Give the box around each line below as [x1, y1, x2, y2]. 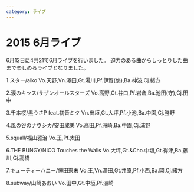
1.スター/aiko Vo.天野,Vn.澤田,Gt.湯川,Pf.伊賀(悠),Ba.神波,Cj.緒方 [6, 76, 161, 83]
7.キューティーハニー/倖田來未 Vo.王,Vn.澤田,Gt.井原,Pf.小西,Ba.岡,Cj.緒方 [6, 167, 183, 174]
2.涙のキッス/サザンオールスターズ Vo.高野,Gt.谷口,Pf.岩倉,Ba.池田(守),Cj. [6, 89, 183, 96]
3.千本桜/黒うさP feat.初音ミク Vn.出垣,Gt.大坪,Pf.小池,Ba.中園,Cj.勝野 [6, 109, 175, 116]
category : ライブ [6, 8, 46, 15]
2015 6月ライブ [6, 36, 81, 49]
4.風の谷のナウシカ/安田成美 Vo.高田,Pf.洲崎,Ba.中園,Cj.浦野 [6, 122, 151, 129]
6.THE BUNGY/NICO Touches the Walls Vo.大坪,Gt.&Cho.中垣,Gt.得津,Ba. [6, 147, 183, 154]
